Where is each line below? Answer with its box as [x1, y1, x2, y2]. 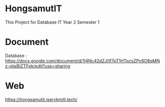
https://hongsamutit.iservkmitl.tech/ [5, 96, 78, 102]
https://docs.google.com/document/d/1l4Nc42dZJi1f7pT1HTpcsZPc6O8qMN [5, 57, 160, 64]
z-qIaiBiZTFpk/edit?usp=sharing [5, 63, 70, 69]
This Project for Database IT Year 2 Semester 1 [5, 19, 100, 25]
